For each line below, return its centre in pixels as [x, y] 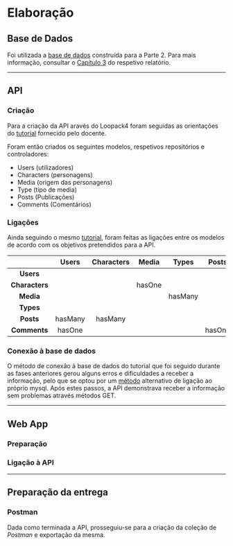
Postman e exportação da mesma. [56, 535]
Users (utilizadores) [45, 167]
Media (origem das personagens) [65, 182]
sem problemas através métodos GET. [62, 396]
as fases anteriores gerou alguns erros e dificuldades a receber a [101, 374]
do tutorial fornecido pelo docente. [57, 133]
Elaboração [41, 13]
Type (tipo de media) [47, 190]
